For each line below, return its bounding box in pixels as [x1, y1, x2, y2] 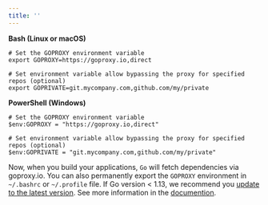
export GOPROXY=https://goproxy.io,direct [8, 56, 152, 64]
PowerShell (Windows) [8, 97, 86, 108]
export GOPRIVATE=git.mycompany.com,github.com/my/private [8, 84, 210, 92]
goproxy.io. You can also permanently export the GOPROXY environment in [8, 171, 247, 180]
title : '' [8, 11, 42, 20]
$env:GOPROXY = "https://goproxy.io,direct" [8, 120, 159, 128]
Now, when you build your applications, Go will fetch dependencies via [8, 162, 239, 171]
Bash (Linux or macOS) [8, 34, 86, 43]
